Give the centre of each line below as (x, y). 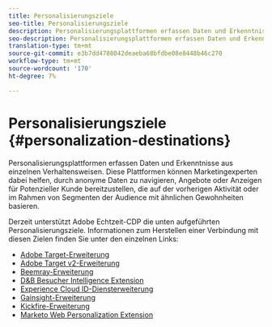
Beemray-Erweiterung (57, 271)
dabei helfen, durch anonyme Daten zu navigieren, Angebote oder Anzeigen (135, 180)
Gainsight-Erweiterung (57, 297)
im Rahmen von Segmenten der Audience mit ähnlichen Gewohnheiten (126, 197)
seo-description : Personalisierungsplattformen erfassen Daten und (125, 38)
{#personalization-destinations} (120, 140)
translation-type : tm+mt (50, 46)
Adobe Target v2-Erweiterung (70, 263)
